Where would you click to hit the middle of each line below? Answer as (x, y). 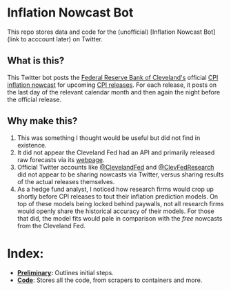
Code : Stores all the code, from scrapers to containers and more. (110, 280)
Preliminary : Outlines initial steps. (65, 272)
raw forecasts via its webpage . (61, 159)
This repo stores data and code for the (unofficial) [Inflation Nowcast (104, 32)
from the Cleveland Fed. (51, 225)
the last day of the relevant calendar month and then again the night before (114, 92)
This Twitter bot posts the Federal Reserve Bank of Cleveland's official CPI (113, 77)
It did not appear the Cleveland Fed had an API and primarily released (116, 152)
